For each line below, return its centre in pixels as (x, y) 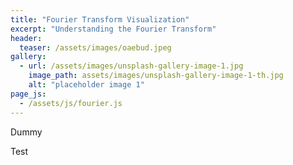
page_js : (28, 94)
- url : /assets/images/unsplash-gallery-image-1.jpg (131, 66)
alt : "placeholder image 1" (86, 85)
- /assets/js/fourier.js (71, 103)
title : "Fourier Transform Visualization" (100, 19)
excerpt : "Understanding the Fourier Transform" (113, 29)
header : (26, 38)
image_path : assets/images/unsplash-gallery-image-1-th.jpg (156, 76)
